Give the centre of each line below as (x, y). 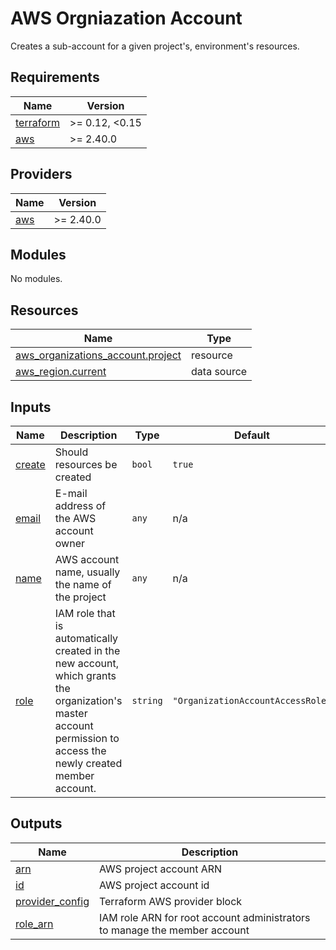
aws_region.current (61, 372)
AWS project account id (154, 885)
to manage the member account (174, 930)
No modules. (36, 279)
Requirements (55, 77)
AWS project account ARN (160, 869)
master (71, 713)
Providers (41, 174)
